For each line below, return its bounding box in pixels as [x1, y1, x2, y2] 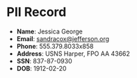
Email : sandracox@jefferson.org [16, 34, 109, 42]
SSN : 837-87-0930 [16, 56, 72, 65]
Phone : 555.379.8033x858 [16, 42, 94, 50]
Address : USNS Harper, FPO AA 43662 [16, 49, 130, 58]
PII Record [6, 4, 67, 20]
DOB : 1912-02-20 [16, 64, 67, 72]
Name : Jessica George [16, 27, 83, 36]
